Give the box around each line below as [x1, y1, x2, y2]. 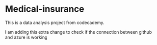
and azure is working [5, 34, 48, 40]
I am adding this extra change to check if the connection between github [5, 29, 152, 35]
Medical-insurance [5, 3, 84, 15]
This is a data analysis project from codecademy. [5, 20, 105, 25]
